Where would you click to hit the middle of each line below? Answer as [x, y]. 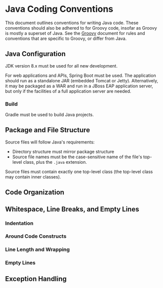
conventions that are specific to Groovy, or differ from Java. [66, 38]
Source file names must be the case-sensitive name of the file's [77, 157]
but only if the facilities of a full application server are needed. [68, 91]
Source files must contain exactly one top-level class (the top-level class [79, 172]
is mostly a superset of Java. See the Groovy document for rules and [75, 33]
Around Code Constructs [36, 236]
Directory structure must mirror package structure [63, 151]
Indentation [19, 223]
